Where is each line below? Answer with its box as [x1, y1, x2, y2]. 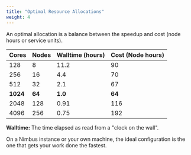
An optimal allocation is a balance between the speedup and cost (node [6, 30, 181, 37]
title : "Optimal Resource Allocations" [6, 8, 105, 15]
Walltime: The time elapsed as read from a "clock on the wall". [6, 124, 159, 131]
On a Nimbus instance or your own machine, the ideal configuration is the [6, 135, 186, 143]
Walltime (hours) [56, 51, 105, 59]
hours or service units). [6, 37, 63, 44]
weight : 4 [6, 14, 31, 20]
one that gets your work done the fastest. [6, 141, 107, 148]
